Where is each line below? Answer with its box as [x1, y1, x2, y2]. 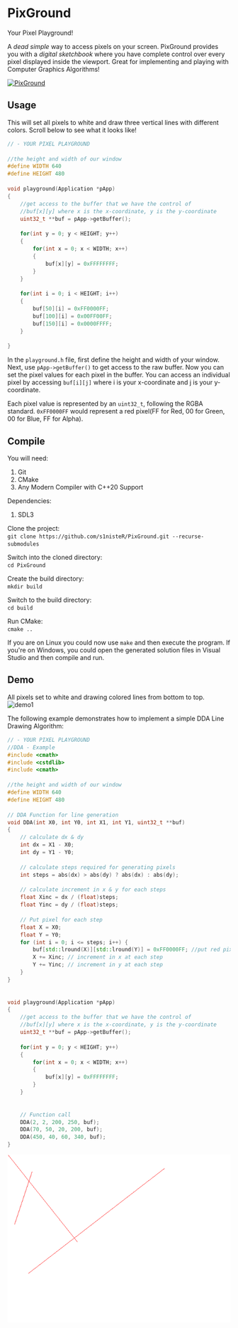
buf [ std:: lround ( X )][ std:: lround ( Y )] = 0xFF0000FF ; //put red [33, 946, 220, 954]
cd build [7, 605, 33, 612]
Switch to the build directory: [7, 595, 92, 605]
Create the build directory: [7, 574, 84, 583]
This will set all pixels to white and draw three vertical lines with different [7, 118, 220, 126]
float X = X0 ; [20, 924, 62, 931]
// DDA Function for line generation [7, 811, 119, 819]
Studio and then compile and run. [7, 654, 105, 662]
